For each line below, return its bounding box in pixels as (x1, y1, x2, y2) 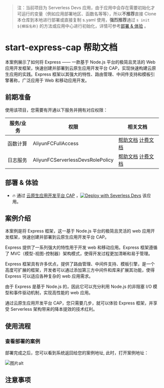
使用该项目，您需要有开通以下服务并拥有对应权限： (5, 107, 108, 113)
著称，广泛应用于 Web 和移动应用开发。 (9, 77, 89, 83)
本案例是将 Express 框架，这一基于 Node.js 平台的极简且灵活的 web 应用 (5, 228, 151, 234)
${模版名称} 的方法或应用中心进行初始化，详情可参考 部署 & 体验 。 (17, 23, 149, 29)
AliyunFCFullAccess (33, 140, 79, 147)
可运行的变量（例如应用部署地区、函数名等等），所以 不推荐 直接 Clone (17, 11, 157, 17)
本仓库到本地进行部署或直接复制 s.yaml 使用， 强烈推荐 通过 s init (17, 17, 150, 22)
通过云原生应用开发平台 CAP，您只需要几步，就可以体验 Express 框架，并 (5, 300, 153, 306)
